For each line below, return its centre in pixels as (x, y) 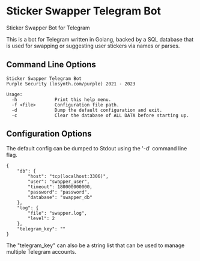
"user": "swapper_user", (59, 182)
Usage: (14, 94)
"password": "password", (59, 192)
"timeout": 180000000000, (60, 187)
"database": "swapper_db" (60, 197)
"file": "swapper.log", (57, 213)
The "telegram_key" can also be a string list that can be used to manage (95, 245)
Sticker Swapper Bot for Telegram (48, 28)
